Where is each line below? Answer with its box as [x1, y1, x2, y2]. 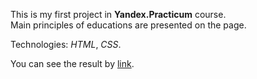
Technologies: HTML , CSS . [10, 39, 122, 50]
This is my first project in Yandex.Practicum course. [10, 9, 227, 20]
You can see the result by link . [10, 58, 135, 69]
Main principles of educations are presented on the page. [10, 19, 247, 31]
